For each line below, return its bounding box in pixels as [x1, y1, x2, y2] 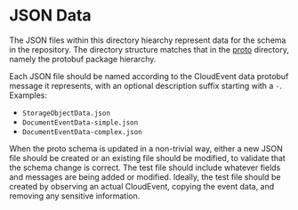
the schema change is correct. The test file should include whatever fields [9, 162, 281, 173]
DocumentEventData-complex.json [21, 127, 142, 136]
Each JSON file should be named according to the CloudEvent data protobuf [9, 70, 289, 81]
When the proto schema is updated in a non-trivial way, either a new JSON [9, 143, 283, 154]
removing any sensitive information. [9, 190, 141, 201]
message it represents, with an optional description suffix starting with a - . [9, 80, 283, 91]
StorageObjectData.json [21, 109, 111, 117]
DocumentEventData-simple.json [21, 117, 139, 127]
